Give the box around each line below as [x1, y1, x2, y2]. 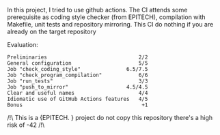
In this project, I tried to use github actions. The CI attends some [7, 6, 188, 14]
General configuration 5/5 [7, 60, 148, 67]
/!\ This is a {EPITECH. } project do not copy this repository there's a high [7, 114, 213, 121]
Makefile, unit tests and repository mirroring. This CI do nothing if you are [7, 20, 214, 28]
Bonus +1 [7, 102, 148, 108]
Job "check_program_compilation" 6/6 [7, 72, 148, 78]
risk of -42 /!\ [7, 121, 45, 129]
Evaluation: [7, 41, 39, 48]
